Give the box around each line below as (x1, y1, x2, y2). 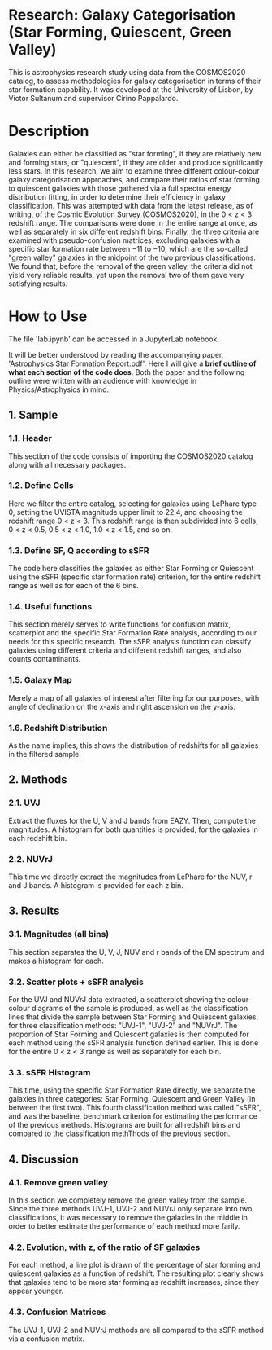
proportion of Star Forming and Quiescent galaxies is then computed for (8, 1029, 250, 1039)
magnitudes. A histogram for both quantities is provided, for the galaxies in (8, 825, 258, 834)
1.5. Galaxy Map (8, 675, 73, 686)
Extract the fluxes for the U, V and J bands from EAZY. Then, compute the (8, 816, 256, 825)
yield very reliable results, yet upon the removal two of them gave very (8, 270, 244, 279)
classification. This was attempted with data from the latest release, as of (8, 200, 253, 210)
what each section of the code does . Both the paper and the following (8, 367, 245, 376)
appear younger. (8, 1286, 64, 1296)
